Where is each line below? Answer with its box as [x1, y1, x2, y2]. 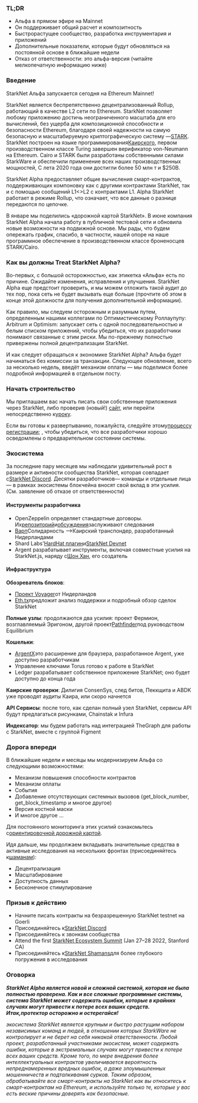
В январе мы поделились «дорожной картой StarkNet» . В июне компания [6, 212, 193, 219]
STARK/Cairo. [6, 244, 40, 251]
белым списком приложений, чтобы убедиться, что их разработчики [6, 327, 181, 334]
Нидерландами [14, 533, 54, 540]
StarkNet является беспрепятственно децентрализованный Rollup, [6, 101, 174, 108]
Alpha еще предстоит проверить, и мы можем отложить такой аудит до [6, 284, 187, 291]
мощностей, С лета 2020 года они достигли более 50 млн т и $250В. [6, 164, 180, 171]
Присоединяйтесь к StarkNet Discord [14, 924, 107, 932]
